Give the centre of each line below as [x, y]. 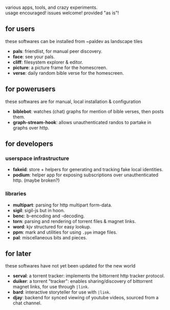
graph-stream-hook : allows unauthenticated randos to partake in [82, 122]
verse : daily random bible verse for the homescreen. [68, 73]
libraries [16, 194]
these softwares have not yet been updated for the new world [70, 266]
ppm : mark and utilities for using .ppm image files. [65, 232]
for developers [29, 144]
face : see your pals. [34, 56]
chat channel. [27, 303]
